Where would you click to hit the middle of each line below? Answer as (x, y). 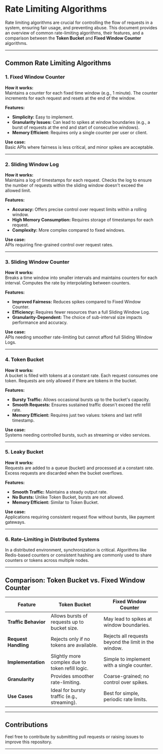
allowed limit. (18, 190)
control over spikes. (126, 682)
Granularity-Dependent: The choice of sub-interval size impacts (77, 317)
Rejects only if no (70, 639)
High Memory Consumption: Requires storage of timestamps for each (83, 219)
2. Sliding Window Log (32, 164)
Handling (18, 645)
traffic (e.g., (64, 696)
